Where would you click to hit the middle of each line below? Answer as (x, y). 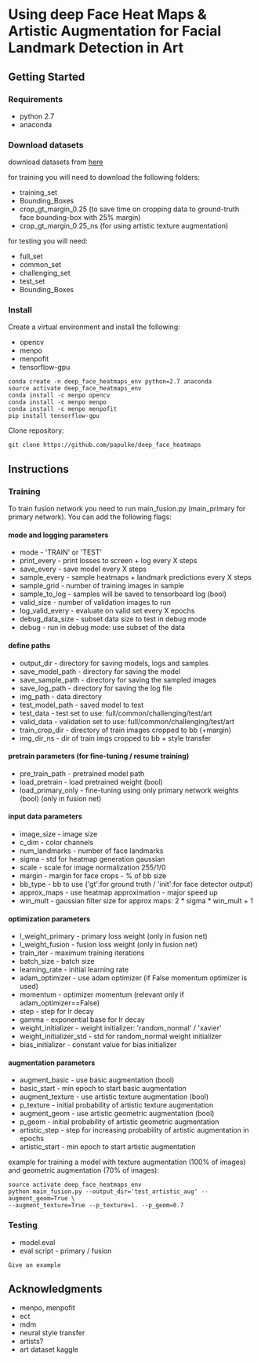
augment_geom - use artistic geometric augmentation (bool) (117, 1114)
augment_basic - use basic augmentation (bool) (97, 1080)
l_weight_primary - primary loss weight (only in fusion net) (113, 936)
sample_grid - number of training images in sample (101, 586)
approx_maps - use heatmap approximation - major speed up (118, 892)
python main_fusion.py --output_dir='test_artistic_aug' (103, 1192)
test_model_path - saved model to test (81, 705)
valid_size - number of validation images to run (95, 602)
